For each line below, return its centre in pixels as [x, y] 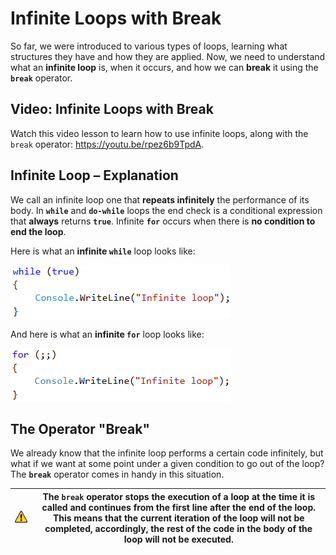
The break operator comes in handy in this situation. [117, 474]
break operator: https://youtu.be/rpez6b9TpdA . [107, 144]
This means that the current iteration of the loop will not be [178, 518]
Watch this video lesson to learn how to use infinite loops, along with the [159, 133]
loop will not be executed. [178, 539]
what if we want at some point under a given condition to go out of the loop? [167, 464]
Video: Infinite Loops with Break [112, 109]
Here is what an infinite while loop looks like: [103, 251]
